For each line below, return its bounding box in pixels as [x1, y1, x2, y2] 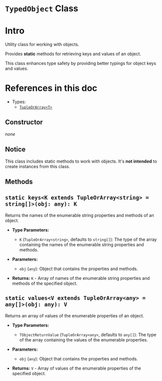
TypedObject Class [5, 3, 79, 14]
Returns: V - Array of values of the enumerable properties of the [12, 365, 141, 371]
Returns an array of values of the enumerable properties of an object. [5, 313, 144, 318]
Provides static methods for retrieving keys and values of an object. [5, 51, 141, 57]
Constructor [5, 118, 43, 127]
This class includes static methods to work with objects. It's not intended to [5, 158, 157, 164]
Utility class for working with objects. [5, 42, 79, 47]
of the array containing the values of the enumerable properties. [19, 337, 148, 342]
